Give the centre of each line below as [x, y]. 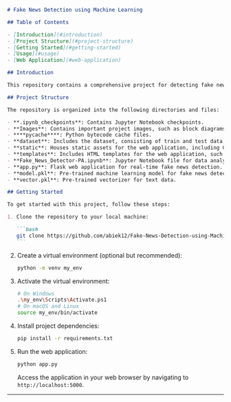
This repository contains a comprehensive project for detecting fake [110, 85]
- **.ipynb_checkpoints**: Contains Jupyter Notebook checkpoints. [106, 122]
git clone [30, 236]
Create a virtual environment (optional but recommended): [99, 255]
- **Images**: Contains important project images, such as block [102, 129]
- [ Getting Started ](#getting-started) [64, 47]
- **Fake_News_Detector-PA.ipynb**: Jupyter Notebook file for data [107, 160]
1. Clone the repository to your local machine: [78, 217]
